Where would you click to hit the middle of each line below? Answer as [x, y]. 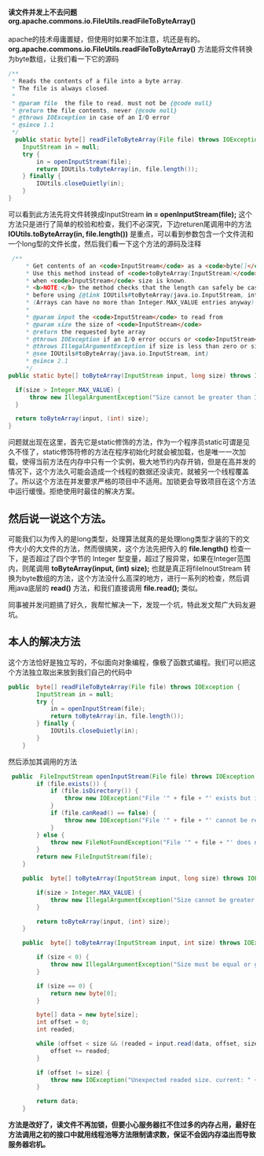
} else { [51, 835]
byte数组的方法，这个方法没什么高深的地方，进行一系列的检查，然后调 [136, 578]
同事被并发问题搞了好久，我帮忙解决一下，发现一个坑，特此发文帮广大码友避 [132, 605]
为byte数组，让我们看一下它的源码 [64, 59]
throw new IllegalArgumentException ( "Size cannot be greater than [140, 397]
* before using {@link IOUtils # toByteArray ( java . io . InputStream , [135, 295]
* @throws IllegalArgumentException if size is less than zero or [136, 346]
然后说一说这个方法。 [60, 518]
